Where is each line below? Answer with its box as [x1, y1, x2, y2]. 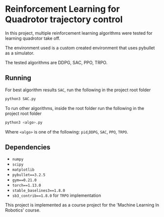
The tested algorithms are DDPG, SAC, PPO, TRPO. [5, 59, 108, 65]
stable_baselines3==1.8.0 [12, 188, 65, 193]
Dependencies [5, 143, 50, 151]
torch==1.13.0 [12, 183, 41, 188]
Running [5, 74, 32, 82]
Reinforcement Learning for [5, 3, 120, 15]
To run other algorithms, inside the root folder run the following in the [5, 105, 144, 111]
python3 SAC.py [5, 96, 36, 101]
